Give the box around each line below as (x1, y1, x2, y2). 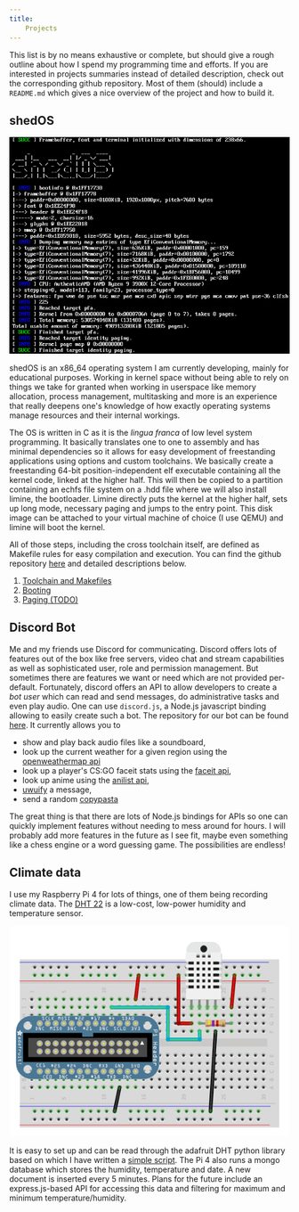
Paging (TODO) (21, 594, 78, 605)
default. (9, 682, 38, 692)
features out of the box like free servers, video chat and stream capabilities (9, 653, 285, 664)
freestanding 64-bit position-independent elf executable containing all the (9, 465, 281, 476)
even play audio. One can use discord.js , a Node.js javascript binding (9, 700, 267, 711)
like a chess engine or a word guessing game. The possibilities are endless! (9, 839, 287, 850)
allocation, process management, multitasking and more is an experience (9, 391, 278, 402)
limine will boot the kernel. (9, 522, 106, 533)
